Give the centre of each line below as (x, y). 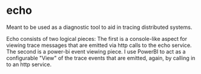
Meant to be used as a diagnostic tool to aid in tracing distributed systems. (99, 27)
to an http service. (29, 64)
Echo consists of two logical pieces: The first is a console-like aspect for (97, 39)
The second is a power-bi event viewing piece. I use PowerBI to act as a (96, 51)
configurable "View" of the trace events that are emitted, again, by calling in (101, 58)
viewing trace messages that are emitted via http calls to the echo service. (99, 45)
